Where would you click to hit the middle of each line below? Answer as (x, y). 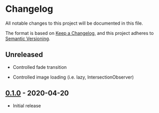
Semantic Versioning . (28, 39)
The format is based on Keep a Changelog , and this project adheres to (79, 33)
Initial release (27, 105)
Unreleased (24, 55)
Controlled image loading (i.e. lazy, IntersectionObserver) (73, 77)
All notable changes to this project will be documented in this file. (74, 23)
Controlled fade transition (40, 67)
